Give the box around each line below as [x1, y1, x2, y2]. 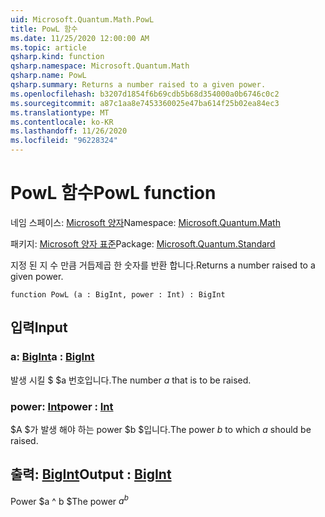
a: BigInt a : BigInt [10, 350, 95, 364]
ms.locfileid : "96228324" [10, 136, 118, 146]
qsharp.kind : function [10, 52, 105, 62]
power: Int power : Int [10, 399, 114, 413]
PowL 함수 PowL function [10, 182, 217, 205]
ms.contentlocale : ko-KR [10, 117, 114, 127]
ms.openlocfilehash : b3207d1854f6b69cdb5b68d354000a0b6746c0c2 [10, 89, 280, 99]
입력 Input [10, 319, 68, 336]
